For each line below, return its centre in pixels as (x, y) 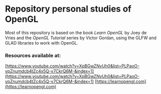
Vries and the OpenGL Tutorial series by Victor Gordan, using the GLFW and (81, 38)
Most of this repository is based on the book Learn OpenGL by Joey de (76, 32)
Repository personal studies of (68, 9)
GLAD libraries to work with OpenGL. (42, 43)
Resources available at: (33, 55)
